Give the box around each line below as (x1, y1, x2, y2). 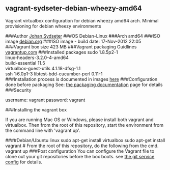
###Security (5, 87, 32, 93)
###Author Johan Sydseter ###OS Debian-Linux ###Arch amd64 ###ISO (5, 33, 160, 39)
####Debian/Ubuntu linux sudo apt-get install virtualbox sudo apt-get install (5, 137, 165, 143)
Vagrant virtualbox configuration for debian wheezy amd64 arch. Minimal (5, 17, 159, 23)
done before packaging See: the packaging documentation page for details (5, 81, 163, 88)
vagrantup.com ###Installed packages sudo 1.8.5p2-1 (5, 49, 118, 55)
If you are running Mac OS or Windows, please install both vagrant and (5, 117, 154, 123)
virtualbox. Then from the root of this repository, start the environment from (5, 122, 164, 128)
